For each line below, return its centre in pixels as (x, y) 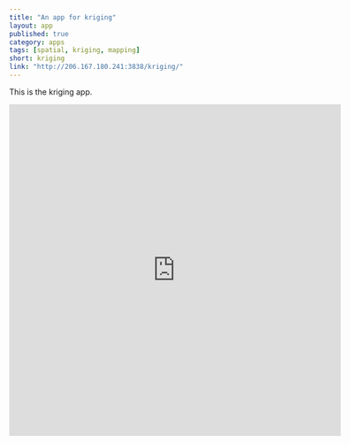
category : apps (37, 42)
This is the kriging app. (51, 92)
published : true (39, 34)
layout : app (31, 26)
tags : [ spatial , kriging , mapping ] (75, 50)
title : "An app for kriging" (63, 17)
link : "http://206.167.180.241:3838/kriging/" (96, 67)
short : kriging (37, 58)
